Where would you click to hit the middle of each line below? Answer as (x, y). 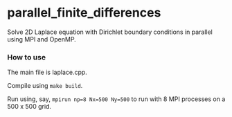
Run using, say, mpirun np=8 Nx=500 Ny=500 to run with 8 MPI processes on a (116, 99)
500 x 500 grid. (29, 107)
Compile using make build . (45, 86)
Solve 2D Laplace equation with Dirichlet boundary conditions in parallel (110, 32)
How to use (27, 57)
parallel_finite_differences (84, 13)
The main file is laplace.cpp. (47, 72)
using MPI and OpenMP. (42, 39)
